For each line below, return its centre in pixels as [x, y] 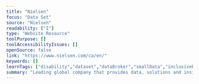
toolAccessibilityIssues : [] [42, 45]
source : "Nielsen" [29, 22]
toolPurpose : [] [26, 39]
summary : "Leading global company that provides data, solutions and [94, 72]
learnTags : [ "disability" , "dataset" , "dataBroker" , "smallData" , [86, 67]
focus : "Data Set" [29, 17]
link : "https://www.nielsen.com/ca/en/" [57, 56]
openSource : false [29, 50]
